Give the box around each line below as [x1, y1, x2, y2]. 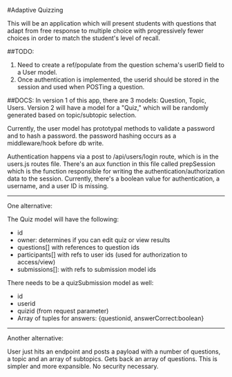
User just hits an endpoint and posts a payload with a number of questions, [7, 347, 221, 356]
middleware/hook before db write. [7, 139, 104, 147]
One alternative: [7, 202, 53, 210]
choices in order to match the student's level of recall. [7, 34, 161, 42]
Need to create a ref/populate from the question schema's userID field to [17, 61, 224, 68]
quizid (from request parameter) [17, 307, 109, 315]
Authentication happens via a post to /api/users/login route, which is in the [7, 152, 219, 160]
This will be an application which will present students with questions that [7, 19, 217, 27]
